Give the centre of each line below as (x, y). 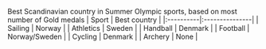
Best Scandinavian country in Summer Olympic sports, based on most (122, 11)
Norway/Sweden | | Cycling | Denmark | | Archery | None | (103, 36)
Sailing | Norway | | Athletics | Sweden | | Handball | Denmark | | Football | (129, 28)
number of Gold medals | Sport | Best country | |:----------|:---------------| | (133, 20)
